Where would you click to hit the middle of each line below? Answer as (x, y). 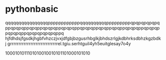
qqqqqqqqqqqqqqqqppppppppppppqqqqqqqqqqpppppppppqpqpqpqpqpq (83, 23)
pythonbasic (32, 9)
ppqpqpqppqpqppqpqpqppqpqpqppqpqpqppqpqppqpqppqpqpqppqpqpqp (83, 28)
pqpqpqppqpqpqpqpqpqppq (35, 33)
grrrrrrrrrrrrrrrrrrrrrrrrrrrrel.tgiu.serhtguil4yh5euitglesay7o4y (69, 43)
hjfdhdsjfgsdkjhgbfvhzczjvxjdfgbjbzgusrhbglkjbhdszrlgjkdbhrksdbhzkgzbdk (83, 38)
